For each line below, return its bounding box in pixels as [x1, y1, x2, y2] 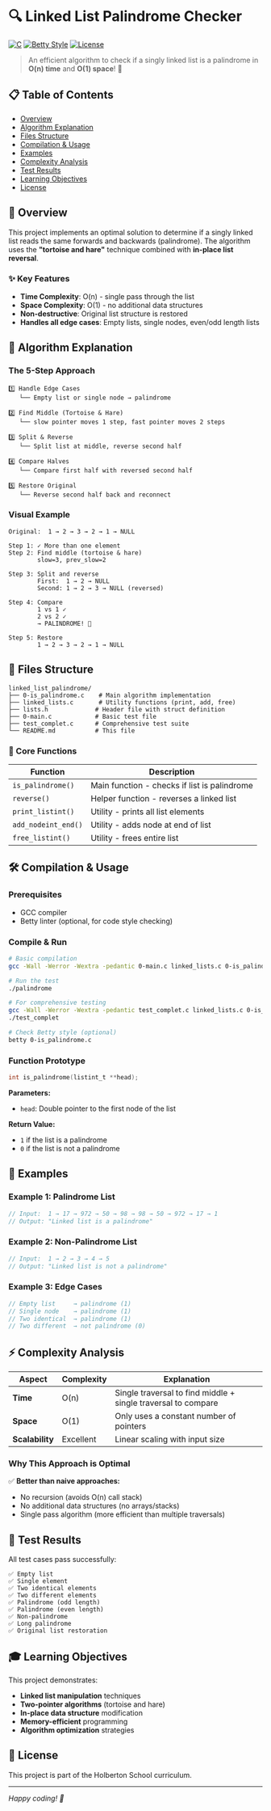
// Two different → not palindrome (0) [8, 1322, 147, 1331]
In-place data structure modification [19, 1708, 144, 1717]
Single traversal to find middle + [115, 1387, 236, 1399]
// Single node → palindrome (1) [8, 1307, 131, 1315]
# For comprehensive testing [8, 998, 106, 1007]
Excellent [61, 1433, 97, 1445]
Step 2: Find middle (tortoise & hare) [8, 548, 143, 557]
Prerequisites [8, 889, 62, 901]
